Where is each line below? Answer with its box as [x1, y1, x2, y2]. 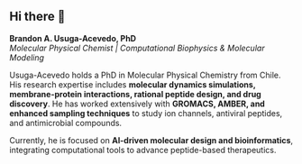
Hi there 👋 [9, 9, 66, 24]
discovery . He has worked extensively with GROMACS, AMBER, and [9, 98, 266, 109]
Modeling [9, 51, 45, 63]
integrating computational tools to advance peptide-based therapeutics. [9, 144, 277, 155]
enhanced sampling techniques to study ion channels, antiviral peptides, [9, 107, 283, 118]
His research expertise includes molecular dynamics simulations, [9, 78, 256, 90]
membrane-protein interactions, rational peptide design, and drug [9, 88, 261, 99]
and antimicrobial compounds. [9, 117, 123, 128]
